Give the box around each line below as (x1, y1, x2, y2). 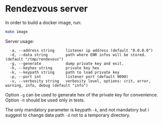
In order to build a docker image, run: (5, 19, 81, 25)
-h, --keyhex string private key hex (9, 65, 99, 70)
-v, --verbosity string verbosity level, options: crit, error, (9, 78, 151, 83)
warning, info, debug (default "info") (5, 83, 88, 88)
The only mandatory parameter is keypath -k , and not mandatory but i (5, 106, 149, 112)
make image (5, 29, 28, 34)
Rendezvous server (5, 3, 88, 14)
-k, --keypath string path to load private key (9, 69, 120, 75)
